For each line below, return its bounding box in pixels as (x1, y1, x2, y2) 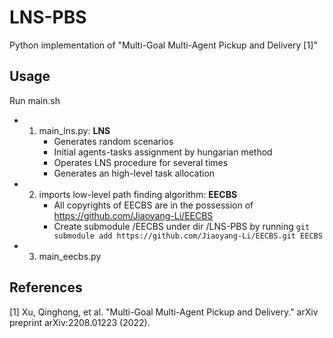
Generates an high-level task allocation (53, 167, 216, 179)
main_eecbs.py (38, 250, 102, 262)
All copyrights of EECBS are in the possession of (53, 199, 254, 211)
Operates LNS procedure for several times (53, 156, 229, 168)
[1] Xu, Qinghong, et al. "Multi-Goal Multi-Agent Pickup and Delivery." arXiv (9, 306, 319, 318)
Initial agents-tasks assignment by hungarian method (53, 146, 273, 158)
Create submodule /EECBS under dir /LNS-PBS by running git (53, 220, 311, 232)
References (9, 279, 83, 296)
